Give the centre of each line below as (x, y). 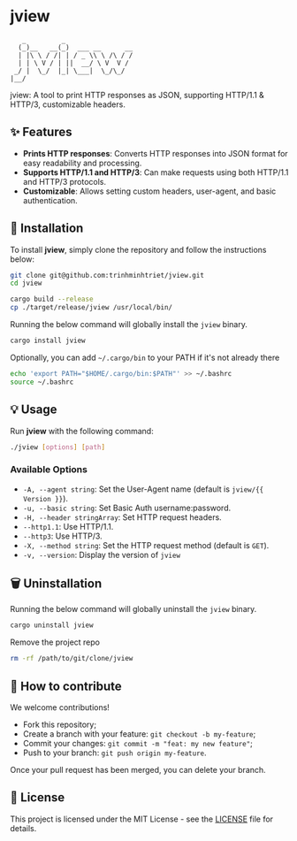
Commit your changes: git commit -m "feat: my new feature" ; (137, 744)
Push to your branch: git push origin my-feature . (114, 753)
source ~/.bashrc (42, 382)
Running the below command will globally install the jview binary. (129, 325)
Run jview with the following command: (82, 431)
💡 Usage (34, 410)
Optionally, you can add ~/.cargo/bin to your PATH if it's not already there (145, 357)
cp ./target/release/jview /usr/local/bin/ (91, 308)
